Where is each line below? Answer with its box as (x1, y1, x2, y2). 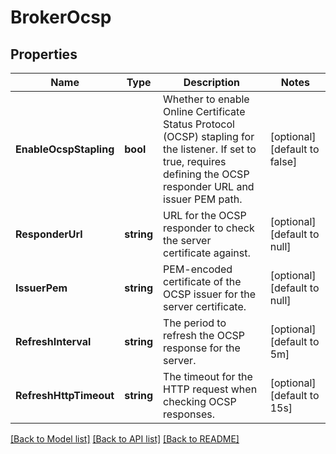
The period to (163, 316, 227, 330)
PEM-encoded (163, 262, 233, 276)
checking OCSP (163, 395, 237, 408)
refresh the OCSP (163, 329, 246, 342)
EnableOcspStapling (15, 142, 115, 156)
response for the (163, 341, 241, 355)
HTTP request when (163, 382, 258, 396)
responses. (163, 407, 215, 421)
